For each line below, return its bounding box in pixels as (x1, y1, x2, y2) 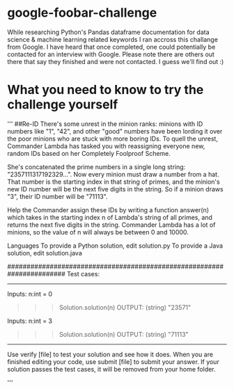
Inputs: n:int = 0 (7, 289, 53, 298)
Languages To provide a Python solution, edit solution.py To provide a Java (7, 241, 224, 250)
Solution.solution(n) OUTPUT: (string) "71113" (58, 330, 189, 338)
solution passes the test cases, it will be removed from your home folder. (7, 365, 216, 373)
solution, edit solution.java (7, 248, 82, 257)
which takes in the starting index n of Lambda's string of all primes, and (7, 213, 212, 221)
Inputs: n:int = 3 (7, 317, 53, 325)
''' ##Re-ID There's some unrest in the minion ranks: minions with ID (7, 120, 203, 128)
